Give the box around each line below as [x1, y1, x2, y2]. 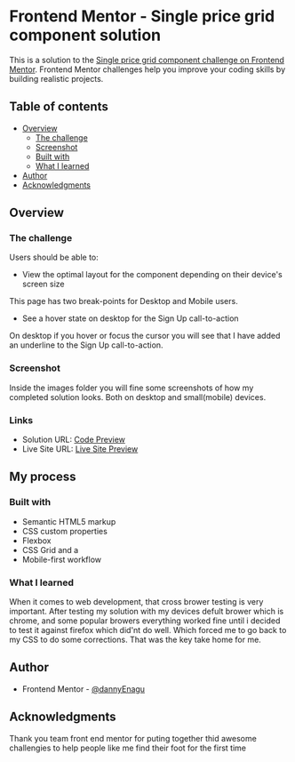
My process [9, 469, 76, 485]
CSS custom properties [21, 525, 108, 536]
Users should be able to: [9, 252, 100, 263]
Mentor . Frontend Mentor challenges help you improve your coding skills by [9, 64, 286, 75]
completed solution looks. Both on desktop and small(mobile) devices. [9, 391, 267, 402]
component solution [9, 25, 162, 45]
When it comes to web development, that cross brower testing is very [9, 597, 264, 607]
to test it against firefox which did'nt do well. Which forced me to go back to [9, 625, 287, 636]
